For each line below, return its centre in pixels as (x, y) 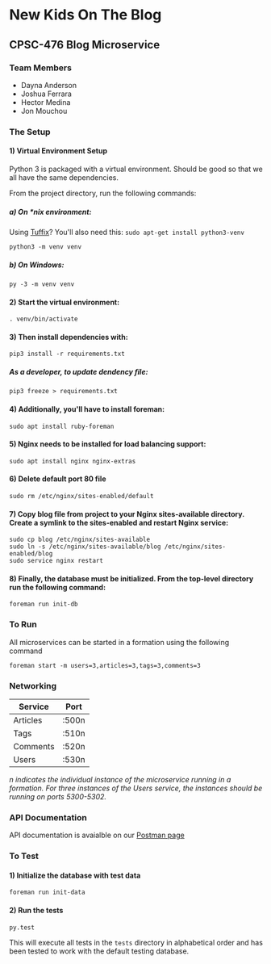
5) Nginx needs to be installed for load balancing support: (108, 444)
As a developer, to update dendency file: (79, 371)
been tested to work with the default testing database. (99, 951)
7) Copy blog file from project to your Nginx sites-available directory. (127, 513)
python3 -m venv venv (46, 247)
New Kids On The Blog (85, 15)
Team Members (40, 68)
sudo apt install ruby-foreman (62, 426)
